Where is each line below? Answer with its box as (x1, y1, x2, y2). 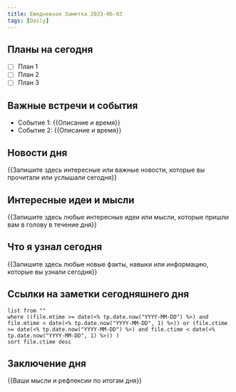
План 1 (17, 62, 38, 71)
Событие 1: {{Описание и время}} (17, 118, 120, 127)
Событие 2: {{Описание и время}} (17, 126, 122, 135)
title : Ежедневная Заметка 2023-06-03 (7, 10, 123, 18)
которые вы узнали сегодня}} (7, 267, 98, 276)
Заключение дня (7, 357, 87, 369)
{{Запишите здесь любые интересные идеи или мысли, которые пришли (7, 212, 230, 221)
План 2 (17, 71, 39, 79)
